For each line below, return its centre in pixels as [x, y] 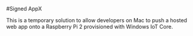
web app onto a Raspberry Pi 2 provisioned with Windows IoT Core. [90, 27]
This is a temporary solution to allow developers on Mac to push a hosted [97, 20]
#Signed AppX [24, 9]
